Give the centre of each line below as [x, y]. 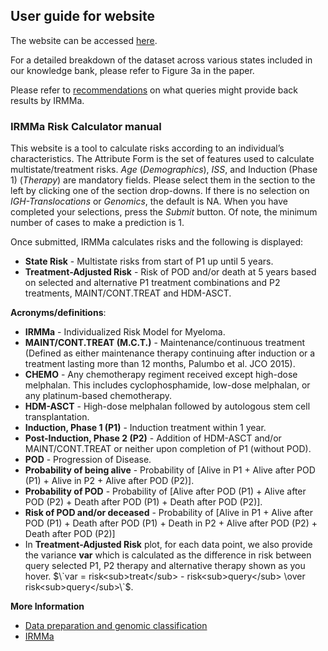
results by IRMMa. [47, 100]
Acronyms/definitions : [58, 313]
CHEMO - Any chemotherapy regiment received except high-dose [161, 375]
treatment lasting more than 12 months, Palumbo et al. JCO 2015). [160, 364]
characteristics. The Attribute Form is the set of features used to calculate [162, 159]
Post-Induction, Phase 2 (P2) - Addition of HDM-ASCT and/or [153, 438]
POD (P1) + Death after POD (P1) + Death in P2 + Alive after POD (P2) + [171, 523]
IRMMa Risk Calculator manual [86, 126]
